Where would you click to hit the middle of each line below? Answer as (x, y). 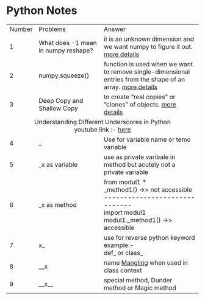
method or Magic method (140, 288)
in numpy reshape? (66, 51)
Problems (52, 29)
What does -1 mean (68, 43)
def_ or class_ (123, 253)
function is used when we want (148, 64)
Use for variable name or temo (147, 139)
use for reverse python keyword (149, 237)
